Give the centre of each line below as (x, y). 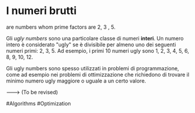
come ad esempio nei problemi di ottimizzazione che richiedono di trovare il (98, 74)
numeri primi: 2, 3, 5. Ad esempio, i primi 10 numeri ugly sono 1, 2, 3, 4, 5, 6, (98, 50)
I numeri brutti (41, 11)
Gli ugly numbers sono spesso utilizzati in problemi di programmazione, (93, 68)
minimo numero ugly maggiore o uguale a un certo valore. (76, 81)
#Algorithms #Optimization (39, 103)
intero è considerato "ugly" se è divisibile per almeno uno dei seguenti (91, 44)
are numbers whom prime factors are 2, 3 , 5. (61, 27)
